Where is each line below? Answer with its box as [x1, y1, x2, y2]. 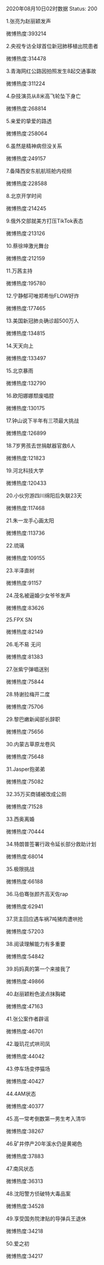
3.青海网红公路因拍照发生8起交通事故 [6, 68, 97, 75]
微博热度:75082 [6, 778, 44, 785]
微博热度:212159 [6, 255, 45, 261]
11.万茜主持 [6, 267, 33, 274]
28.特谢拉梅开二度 [6, 691, 50, 697]
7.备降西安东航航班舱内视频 [6, 167, 72, 175]
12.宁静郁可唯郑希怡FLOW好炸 [6, 293, 79, 299]
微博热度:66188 [6, 878, 43, 885]
